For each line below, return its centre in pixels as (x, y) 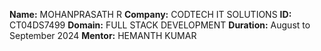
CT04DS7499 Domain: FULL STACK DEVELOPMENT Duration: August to (160, 25)
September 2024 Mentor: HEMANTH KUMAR (103, 35)
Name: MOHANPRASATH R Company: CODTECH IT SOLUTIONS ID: (150, 14)
